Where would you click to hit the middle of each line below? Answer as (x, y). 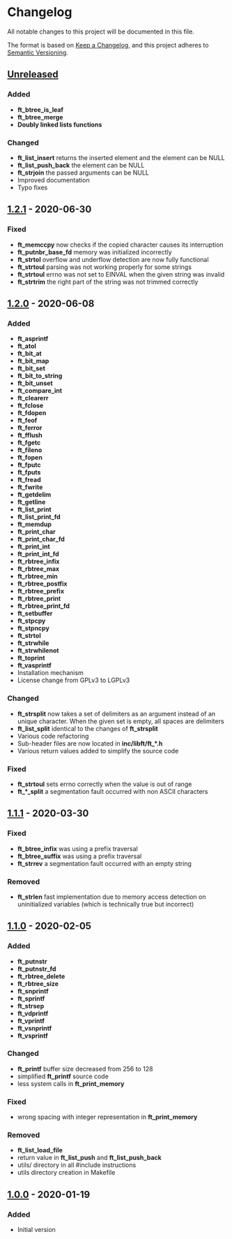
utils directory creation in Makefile (66, 1173)
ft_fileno (30, 450)
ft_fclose (30, 405)
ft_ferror (30, 428)
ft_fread (29, 480)
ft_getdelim (34, 495)
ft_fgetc (29, 443)
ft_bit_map (33, 361)
